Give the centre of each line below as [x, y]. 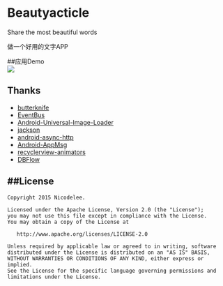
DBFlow [29, 159]
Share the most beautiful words [52, 32]
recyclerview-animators [51, 152]
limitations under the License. [54, 277]
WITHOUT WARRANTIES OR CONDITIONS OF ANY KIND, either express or [106, 258]
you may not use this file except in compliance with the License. [107, 216]
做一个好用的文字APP [38, 46]
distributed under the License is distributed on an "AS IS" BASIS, [109, 253]
